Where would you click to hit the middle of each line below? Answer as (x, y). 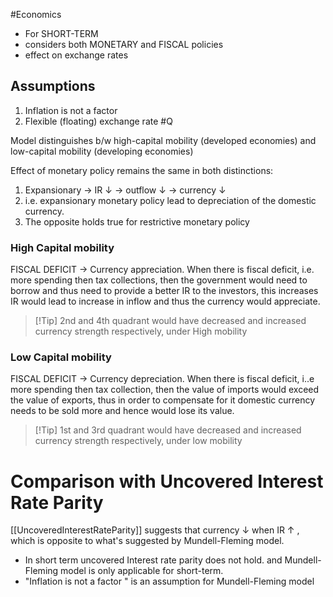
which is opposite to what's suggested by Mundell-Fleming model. (147, 541)
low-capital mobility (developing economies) (102, 151)
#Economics (36, 14)
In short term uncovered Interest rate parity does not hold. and (153, 560)
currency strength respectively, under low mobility (138, 441)
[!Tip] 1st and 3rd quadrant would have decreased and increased (168, 430)
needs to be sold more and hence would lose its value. (122, 411)
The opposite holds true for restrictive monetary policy (137, 221)
